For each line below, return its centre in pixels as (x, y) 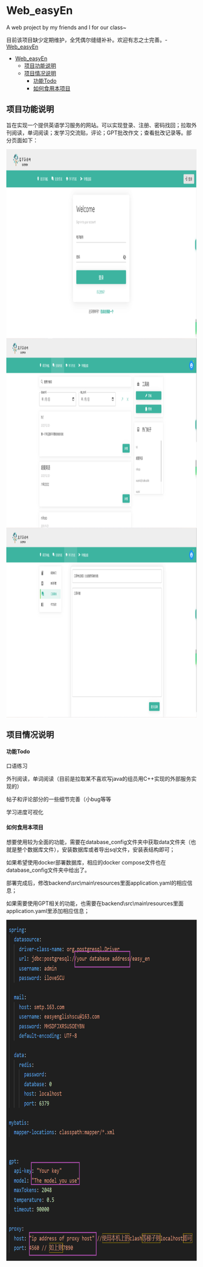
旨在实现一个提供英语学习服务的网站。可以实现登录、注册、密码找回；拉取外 (101, 125)
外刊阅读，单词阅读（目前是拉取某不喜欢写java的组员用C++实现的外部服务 (99, 779)
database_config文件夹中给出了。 (48, 870)
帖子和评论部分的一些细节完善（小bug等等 (59, 799)
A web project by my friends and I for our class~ (66, 27)
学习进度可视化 (25, 812)
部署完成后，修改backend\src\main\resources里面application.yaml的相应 (97, 883)
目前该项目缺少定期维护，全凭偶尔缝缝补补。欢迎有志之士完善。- (87, 39)
